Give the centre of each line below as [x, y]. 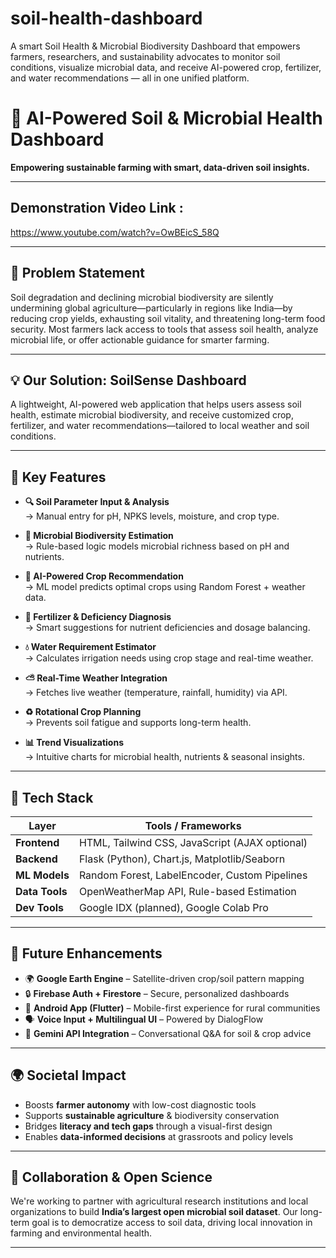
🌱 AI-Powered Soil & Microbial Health [166, 118]
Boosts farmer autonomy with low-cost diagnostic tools [140, 1104]
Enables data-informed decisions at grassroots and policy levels [159, 1136]
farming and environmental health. [81, 1233]
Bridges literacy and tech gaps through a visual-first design [148, 1126]
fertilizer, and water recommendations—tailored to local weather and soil [160, 426]
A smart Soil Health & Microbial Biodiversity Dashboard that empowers [155, 46]
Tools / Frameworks [193, 825]
